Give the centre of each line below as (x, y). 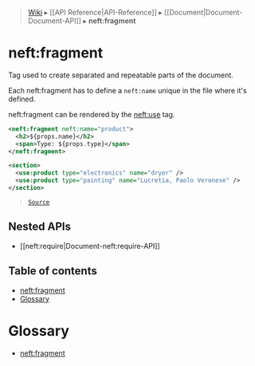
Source (39, 202)
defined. (22, 99)
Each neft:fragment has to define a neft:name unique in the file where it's (127, 90)
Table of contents (53, 271)
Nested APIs (40, 227)
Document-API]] (55, 21)
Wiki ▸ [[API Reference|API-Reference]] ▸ (95, 12)
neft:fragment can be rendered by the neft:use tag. (92, 114)
